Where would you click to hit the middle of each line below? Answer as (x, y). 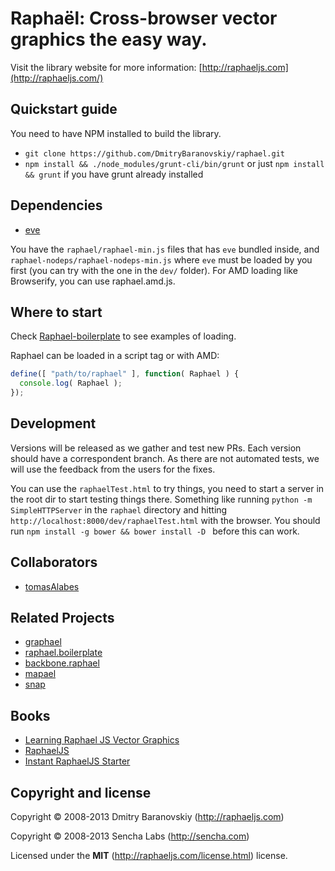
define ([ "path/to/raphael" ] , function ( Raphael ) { (125, 374)
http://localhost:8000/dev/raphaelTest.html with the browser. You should (165, 520)
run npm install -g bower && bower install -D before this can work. (155, 531)
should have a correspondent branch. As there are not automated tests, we (165, 458)
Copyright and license (81, 792)
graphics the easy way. (109, 39)
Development (53, 423)
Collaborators (54, 562)
